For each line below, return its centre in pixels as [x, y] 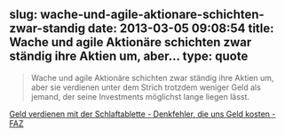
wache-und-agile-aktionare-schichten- [152, 15]
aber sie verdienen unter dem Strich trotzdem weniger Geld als [146, 87]
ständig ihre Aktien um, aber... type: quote [129, 56]
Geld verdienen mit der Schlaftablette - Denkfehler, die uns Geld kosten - [142, 114]
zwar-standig [47, 29]
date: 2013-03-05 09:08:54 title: [181, 29]
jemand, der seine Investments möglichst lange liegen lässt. [140, 96]
